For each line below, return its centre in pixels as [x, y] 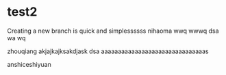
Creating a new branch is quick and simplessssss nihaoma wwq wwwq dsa [113, 31]
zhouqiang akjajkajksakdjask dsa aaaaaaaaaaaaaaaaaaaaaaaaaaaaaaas [108, 51]
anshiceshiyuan [29, 64]
